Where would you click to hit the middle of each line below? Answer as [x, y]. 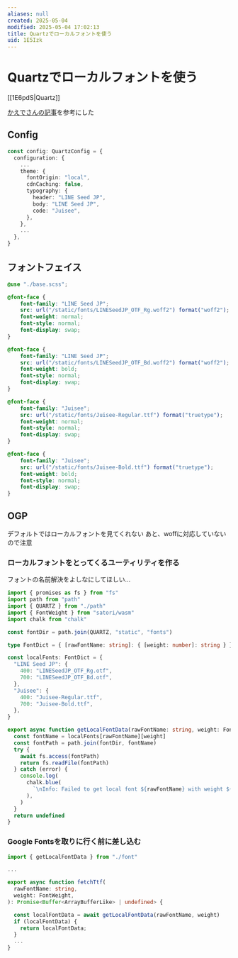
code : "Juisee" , [57, 211]
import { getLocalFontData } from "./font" [73, 857]
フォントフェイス [45, 268]
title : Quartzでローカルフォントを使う [59, 34]
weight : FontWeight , [44, 896]
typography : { [47, 191]
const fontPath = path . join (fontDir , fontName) [85, 743]
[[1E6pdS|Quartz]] [34, 98]
